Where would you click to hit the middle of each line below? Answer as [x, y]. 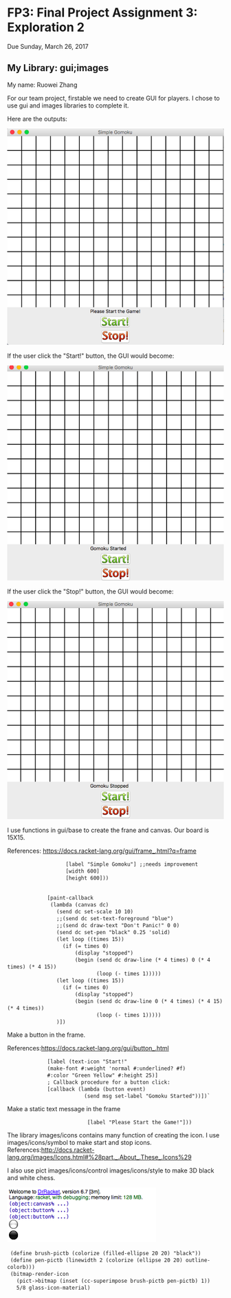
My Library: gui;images [58, 68]
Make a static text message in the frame [64, 1108]
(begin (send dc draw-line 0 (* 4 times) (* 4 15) [149, 1001]
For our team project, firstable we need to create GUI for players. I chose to [113, 98]
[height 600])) [87, 878]
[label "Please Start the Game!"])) [140, 1122]
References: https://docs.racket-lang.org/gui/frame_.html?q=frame [102, 851]
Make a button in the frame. [46, 1035]
